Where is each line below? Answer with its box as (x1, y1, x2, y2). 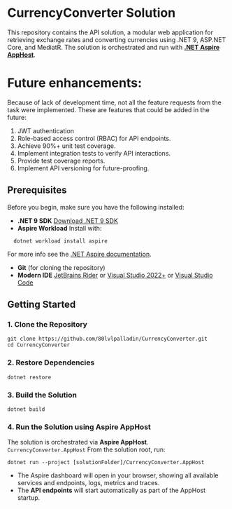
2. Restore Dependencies (7, 358, 95, 367)
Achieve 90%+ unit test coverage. (17, 142, 116, 150)
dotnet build (7, 405, 45, 413)
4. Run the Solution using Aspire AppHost (7, 422, 152, 432)
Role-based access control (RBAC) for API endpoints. (17, 134, 171, 142)
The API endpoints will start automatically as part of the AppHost (17, 486, 206, 495)
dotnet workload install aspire (13, 237, 108, 245)
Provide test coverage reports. (17, 156, 106, 165)
